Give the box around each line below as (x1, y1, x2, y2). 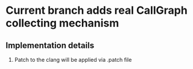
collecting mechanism (5, 16, 119, 30)
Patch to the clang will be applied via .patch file (14, 56, 132, 63)
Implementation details (5, 40, 95, 50)
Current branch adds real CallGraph (5, 4, 188, 17)
